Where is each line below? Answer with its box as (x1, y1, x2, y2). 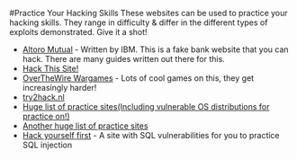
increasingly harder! (22, 83, 97, 93)
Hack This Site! (22, 63, 79, 74)
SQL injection (22, 139, 73, 150)
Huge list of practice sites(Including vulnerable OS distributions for (22, 102, 270, 111)
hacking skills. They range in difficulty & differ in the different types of (9, 17, 268, 28)
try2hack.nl (22, 92, 65, 102)
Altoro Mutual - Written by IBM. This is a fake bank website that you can (22, 44, 290, 55)
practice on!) (22, 111, 70, 121)
